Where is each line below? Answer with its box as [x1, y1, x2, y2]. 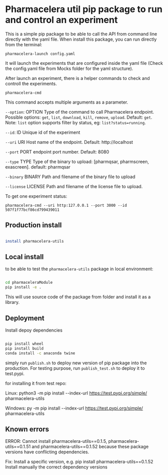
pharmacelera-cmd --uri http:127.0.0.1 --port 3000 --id [5, 203, 127, 208]
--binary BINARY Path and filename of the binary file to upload [5, 174, 136, 180]
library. [5, 299, 20, 305]
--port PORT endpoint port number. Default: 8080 [5, 148, 110, 154]
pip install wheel [5, 341, 44, 346]
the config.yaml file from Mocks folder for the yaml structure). [5, 65, 133, 71]
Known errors [5, 425, 49, 434]
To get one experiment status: [5, 193, 67, 199]
